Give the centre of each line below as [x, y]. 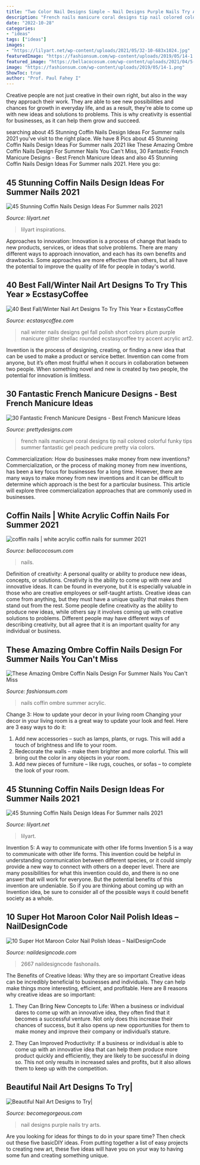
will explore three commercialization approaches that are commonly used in [99, 491]
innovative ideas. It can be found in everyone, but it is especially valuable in [99, 587]
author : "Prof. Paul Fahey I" [44, 78]
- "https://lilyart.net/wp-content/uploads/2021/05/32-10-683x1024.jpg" [98, 51]
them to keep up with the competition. [61, 1068]
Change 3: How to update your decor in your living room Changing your [94, 714]
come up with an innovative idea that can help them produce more [96, 1049]
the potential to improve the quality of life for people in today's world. [91, 266]
